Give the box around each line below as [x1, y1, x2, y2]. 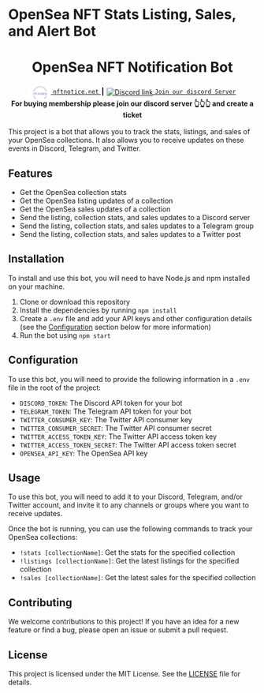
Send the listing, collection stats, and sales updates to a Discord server [19, 212, 251, 222]
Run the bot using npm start [19, 330, 112, 340]
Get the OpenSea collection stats [19, 187, 128, 197]
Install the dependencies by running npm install [19, 305, 177, 315]
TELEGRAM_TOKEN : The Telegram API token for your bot [19, 406, 191, 416]
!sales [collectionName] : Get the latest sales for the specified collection [19, 573, 256, 582]
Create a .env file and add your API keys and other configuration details [19, 313, 252, 323]
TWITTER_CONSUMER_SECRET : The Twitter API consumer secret [19, 423, 212, 433]
